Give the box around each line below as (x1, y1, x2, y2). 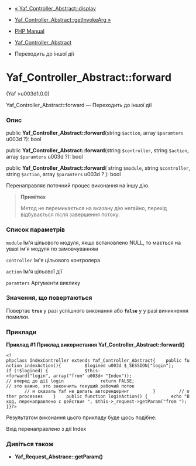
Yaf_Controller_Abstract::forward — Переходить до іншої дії (6, 101, 152, 108)
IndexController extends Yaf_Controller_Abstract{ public (29, 358, 182, 364)
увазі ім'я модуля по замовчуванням (6, 245, 98, 252)
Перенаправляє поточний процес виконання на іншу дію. (6, 182, 150, 189)
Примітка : (20, 193, 47, 201)
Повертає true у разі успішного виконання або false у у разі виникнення (6, 307, 189, 314)
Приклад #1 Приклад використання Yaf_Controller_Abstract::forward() (6, 341, 185, 348)
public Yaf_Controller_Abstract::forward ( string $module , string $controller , (6, 165, 191, 172)
